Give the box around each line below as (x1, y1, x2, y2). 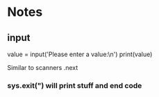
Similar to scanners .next (7, 64, 78, 71)
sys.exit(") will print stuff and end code (7, 80, 142, 90)
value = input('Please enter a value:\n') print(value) (7, 50, 153, 58)
